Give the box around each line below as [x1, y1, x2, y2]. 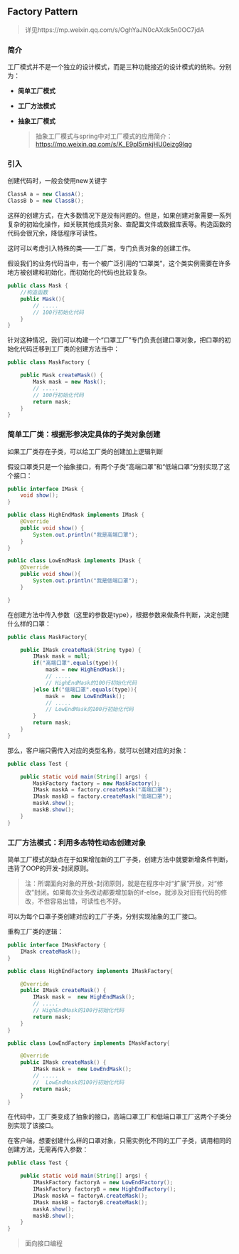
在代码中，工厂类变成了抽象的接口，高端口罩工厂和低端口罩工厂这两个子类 [7, 1112, 225, 1121]
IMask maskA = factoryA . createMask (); [33, 1192, 148, 1199]
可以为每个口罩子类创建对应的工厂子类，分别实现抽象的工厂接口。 [7, 912, 201, 920]
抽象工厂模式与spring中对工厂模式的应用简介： [35, 132, 173, 141]
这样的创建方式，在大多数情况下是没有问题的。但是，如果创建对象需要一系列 [7, 211, 232, 220]
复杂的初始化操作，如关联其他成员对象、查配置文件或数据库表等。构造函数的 [7, 220, 232, 228]
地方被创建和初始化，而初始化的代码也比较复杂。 [7, 268, 151, 277]
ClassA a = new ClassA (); [7, 191, 84, 198]
